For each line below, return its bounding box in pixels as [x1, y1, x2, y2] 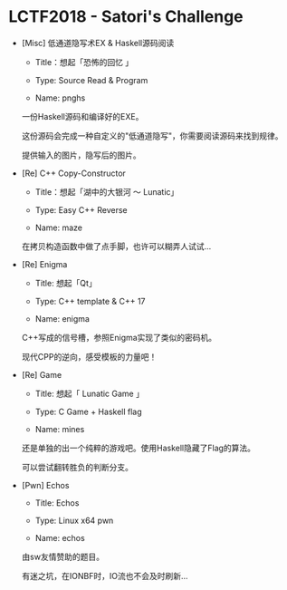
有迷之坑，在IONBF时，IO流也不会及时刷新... [21, 570, 188, 581]
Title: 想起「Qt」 [34, 277, 97, 288]
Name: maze [34, 222, 83, 233]
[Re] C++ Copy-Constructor [21, 168, 126, 179]
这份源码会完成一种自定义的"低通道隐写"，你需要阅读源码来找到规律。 [21, 130, 283, 141]
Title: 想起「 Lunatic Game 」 [34, 388, 144, 399]
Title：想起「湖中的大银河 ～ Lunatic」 [34, 186, 179, 197]
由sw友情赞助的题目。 [21, 551, 105, 562]
